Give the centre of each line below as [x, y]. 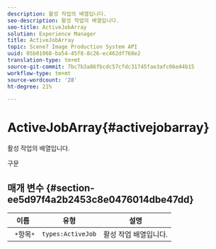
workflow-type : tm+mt [39, 73]
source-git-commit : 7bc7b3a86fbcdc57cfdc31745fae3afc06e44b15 [101, 67]
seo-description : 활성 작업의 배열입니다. [63, 21]
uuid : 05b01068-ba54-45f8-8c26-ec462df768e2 [74, 54]
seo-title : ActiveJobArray [47, 27]
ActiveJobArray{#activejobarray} [109, 128]
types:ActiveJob [69, 234]
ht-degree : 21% [30, 87]
